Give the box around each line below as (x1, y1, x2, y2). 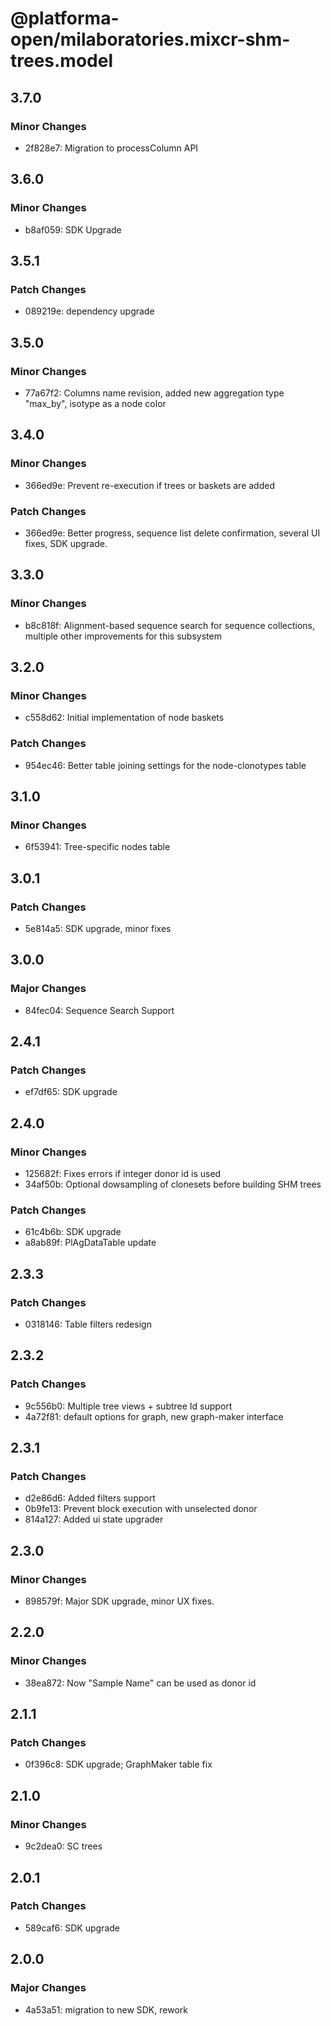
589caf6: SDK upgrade (24, 1922, 121, 1934)
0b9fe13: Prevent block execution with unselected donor (24, 1503, 258, 1515)
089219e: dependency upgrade (24, 305, 155, 317)
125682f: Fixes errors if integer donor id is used (24, 1168, 222, 1180)
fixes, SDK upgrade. (24, 537, 108, 549)
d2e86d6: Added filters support (24, 1492, 156, 1504)
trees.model (10, 50, 114, 72)
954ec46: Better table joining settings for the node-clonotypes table (24, 759, 307, 771)
